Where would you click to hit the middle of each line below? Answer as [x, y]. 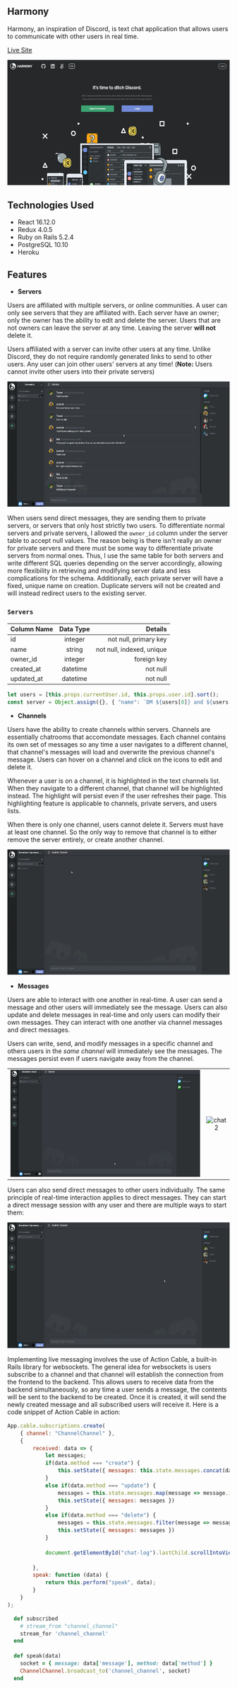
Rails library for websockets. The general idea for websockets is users [109, 1367]
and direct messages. [39, 1030]
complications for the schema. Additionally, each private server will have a [115, 578]
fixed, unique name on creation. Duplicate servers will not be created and [114, 586]
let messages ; [66, 1456]
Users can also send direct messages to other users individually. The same [116, 1190]
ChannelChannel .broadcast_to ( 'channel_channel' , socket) [105, 1671]
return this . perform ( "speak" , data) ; [101, 1583]
